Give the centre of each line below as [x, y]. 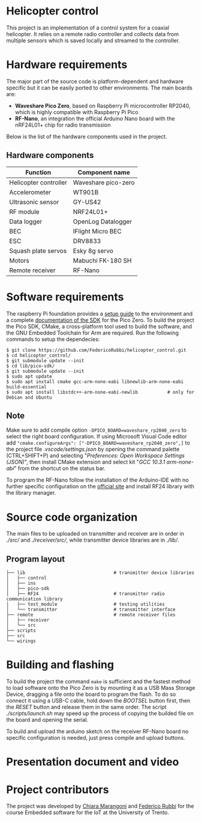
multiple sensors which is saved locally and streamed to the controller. [93, 40]
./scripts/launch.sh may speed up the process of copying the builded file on [100, 713]
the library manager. [31, 493]
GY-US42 [87, 202]
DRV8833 [87, 241]
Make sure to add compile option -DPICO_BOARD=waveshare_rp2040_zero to [97, 430]
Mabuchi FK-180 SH [102, 261]
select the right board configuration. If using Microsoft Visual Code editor [97, 437]
